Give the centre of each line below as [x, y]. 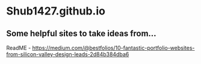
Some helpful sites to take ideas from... [81, 34]
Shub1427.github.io [56, 11]
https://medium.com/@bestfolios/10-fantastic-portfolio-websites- [113, 48]
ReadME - [19, 48]
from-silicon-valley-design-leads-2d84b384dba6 [68, 54]
